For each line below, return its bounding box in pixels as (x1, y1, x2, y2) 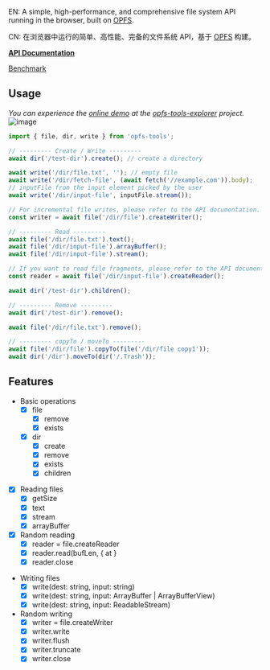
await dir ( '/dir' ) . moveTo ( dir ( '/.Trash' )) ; (8, 353, 157, 361)
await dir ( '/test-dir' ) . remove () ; (8, 309, 125, 317)
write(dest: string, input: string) (31, 582, 135, 591)
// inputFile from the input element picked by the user (8, 184, 203, 192)
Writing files (19, 573, 60, 582)
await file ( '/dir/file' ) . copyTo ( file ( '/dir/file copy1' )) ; (8, 345, 211, 353)
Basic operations (19, 396, 76, 405)
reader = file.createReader (31, 539, 120, 549)
